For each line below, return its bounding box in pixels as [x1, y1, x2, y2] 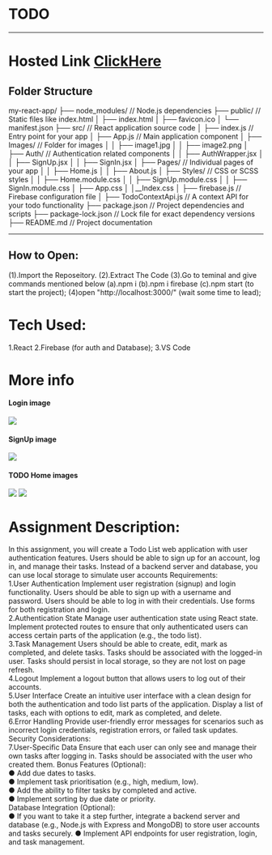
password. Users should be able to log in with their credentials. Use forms [8, 596, 255, 606]
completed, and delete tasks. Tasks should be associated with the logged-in [8, 648, 263, 657]
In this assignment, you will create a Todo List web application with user [8, 545, 249, 554]
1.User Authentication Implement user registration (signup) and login [8, 579, 236, 588]
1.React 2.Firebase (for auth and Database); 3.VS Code [8, 342, 191, 353]
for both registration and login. [8, 605, 110, 614]
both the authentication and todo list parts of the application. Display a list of [8, 699, 263, 709]
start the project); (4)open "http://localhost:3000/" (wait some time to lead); [8, 287, 261, 297]
